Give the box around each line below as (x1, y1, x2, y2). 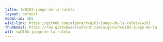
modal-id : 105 (5, 16, 34, 21)
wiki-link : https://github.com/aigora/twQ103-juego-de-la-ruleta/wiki (5, 20, 151, 26)
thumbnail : (5, 25, 27, 30)
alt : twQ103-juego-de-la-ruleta (5, 29, 70, 34)
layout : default (5, 12, 38, 16)
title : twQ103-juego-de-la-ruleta (5, 7, 75, 12)
